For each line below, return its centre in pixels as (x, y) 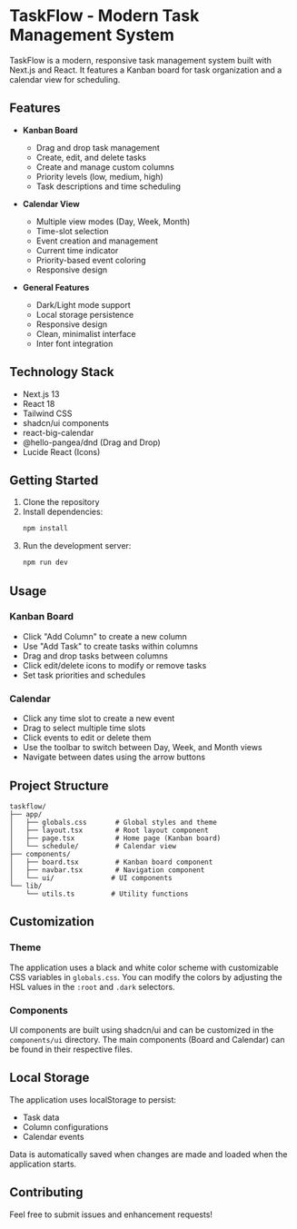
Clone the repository (61, 502)
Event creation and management (97, 241)
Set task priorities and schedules (84, 675)
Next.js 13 (41, 394)
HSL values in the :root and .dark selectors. (92, 986)
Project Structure (59, 785)
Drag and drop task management (98, 147)
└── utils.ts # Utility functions (107, 894)
